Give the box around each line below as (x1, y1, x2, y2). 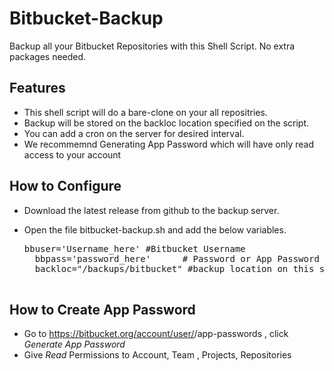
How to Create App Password (9, 301, 196, 318)
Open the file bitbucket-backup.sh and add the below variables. (23, 223, 287, 236)
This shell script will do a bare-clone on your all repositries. (23, 106, 268, 118)
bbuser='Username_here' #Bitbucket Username (23, 243, 246, 254)
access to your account (23, 148, 122, 161)
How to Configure (9, 178, 122, 195)
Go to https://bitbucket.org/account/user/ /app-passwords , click (23, 328, 289, 340)
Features (9, 80, 66, 97)
